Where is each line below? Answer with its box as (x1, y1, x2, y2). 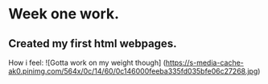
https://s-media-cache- (165, 58, 244, 67)
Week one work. (8, 5, 119, 23)
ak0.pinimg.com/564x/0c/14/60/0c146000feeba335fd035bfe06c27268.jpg (8, 66, 258, 76)
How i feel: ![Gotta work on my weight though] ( (8, 58, 167, 67)
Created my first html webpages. (8, 37, 177, 50)
